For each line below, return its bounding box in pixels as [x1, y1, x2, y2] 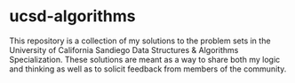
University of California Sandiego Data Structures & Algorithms [9, 44, 239, 55]
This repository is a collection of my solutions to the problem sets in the [9, 35, 271, 46]
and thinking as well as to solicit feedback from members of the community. [9, 64, 287, 74]
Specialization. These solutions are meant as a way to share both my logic [9, 54, 281, 64]
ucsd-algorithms [9, 6, 136, 26]
